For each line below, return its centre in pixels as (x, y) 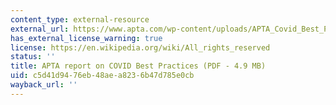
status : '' (33, 57)
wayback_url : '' (44, 85)
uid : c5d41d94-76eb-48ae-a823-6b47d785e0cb (102, 76)
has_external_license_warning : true (86, 38)
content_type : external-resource (80, 19)
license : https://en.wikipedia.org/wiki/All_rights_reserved (140, 47)
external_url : (40, 29)
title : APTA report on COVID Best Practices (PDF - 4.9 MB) (138, 66)
